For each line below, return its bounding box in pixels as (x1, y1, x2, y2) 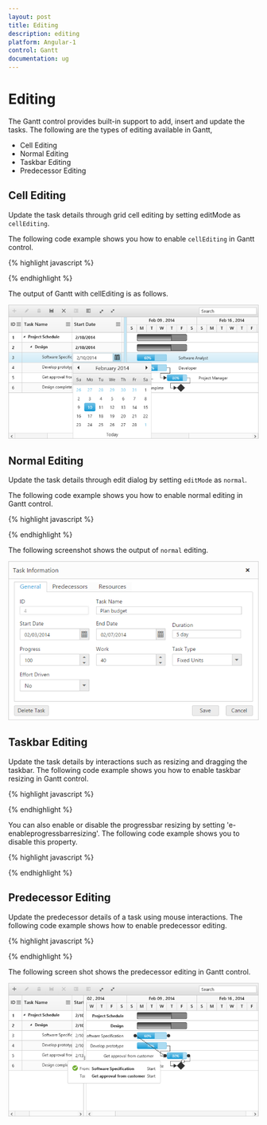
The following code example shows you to (102, 829, 240, 838)
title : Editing (8, 21, 59, 29)
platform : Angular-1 (8, 38, 77, 46)
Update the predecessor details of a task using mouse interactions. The (8, 912, 243, 922)
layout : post (8, 13, 52, 21)
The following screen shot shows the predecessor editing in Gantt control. (8, 966, 251, 976)
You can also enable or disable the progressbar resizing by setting (8, 820, 225, 829)
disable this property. (8, 837, 78, 846)
